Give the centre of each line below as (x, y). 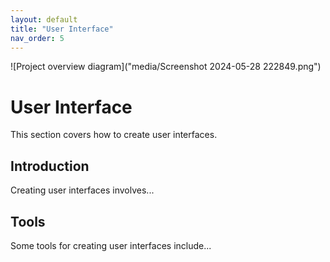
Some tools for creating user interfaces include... (111, 245)
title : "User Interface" (62, 29)
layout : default (44, 19)
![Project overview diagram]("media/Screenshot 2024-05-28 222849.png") (166, 67)
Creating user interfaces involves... (82, 190)
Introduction (50, 166)
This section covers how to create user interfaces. (114, 135)
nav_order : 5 (37, 38)
